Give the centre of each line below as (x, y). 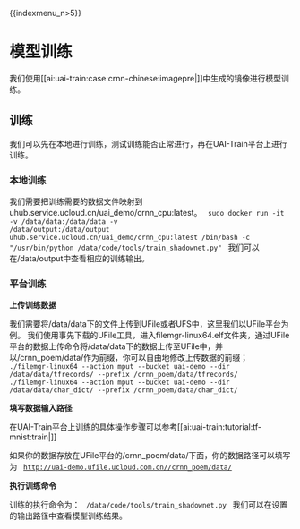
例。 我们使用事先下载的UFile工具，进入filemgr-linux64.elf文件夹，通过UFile (150, 336)
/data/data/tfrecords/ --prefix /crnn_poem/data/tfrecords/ (124, 375)
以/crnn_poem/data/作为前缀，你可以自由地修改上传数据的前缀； (129, 358)
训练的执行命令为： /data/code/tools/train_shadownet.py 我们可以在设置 (149, 505)
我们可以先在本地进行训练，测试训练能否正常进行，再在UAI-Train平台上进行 (149, 143)
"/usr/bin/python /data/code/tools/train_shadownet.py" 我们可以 (134, 247)
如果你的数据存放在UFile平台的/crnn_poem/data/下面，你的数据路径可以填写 (150, 456)
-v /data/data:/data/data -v (64, 222)
